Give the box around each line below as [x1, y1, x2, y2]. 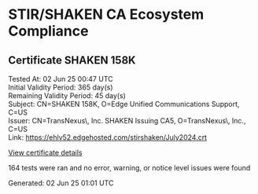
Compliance [8, 22, 89, 40]
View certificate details [8, 148, 83, 157]
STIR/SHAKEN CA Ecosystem [8, 5, 205, 24]
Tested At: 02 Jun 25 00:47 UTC [8, 75, 113, 83]
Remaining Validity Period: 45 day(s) [8, 91, 126, 100]
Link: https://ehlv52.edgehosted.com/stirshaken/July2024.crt [8, 133, 207, 142]
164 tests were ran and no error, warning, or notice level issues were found [8, 163, 251, 172]
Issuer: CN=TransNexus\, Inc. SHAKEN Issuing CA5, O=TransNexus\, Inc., [8, 116, 246, 125]
